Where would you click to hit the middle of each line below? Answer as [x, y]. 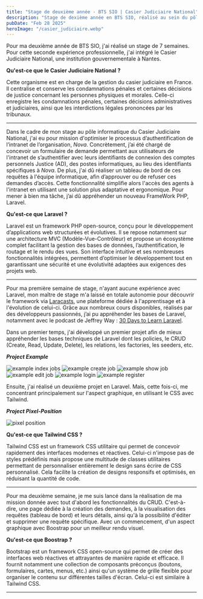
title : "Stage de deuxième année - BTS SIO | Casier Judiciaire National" [102, 12]
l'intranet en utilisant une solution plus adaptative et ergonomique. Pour [95, 190]
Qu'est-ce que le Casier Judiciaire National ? [63, 71]
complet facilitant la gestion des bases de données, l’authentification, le [95, 245]
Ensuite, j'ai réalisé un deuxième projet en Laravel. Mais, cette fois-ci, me [97, 387]
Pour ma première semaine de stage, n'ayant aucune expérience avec [93, 289]
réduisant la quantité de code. [43, 479]
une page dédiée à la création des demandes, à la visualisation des [102, 509]
